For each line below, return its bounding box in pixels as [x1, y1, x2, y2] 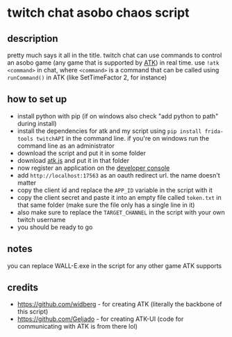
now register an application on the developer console [17, 164, 170, 172]
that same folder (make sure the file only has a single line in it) [17, 201, 195, 209]
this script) [17, 308, 49, 316]
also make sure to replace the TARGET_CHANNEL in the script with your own [17, 207, 226, 217]
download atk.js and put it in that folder [17, 156, 130, 164]
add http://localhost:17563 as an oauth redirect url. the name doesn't [17, 171, 220, 179]
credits [7, 282, 39, 294]
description [7, 33, 58, 45]
